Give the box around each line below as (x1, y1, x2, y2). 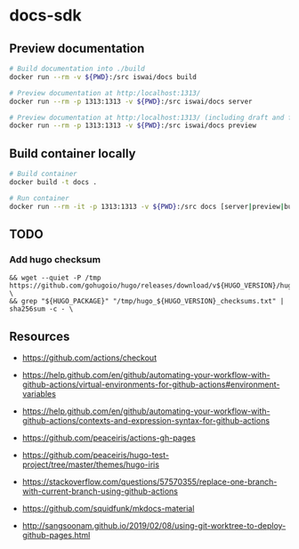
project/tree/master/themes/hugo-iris (21, 459, 160, 470)
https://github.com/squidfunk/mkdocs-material (21, 504, 195, 514)
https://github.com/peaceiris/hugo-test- (21, 450, 169, 461)
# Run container (9, 193, 69, 203)
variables (21, 389, 56, 400)
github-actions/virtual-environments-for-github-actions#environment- (21, 379, 280, 390)
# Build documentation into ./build (9, 64, 145, 73)
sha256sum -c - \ (9, 304, 74, 314)
